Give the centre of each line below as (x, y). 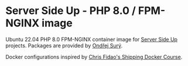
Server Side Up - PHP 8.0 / (71, 11)
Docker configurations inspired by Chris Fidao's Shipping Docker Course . (94, 57)
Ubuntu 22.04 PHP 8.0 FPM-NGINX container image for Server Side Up (92, 39)
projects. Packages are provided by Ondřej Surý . (64, 46)
